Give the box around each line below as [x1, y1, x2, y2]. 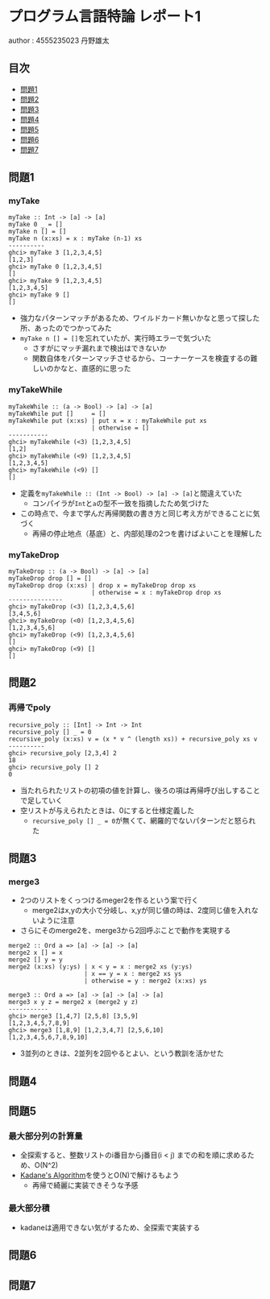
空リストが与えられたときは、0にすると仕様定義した [19, 805, 195, 815]
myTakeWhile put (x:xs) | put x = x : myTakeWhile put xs [8, 417, 207, 425]
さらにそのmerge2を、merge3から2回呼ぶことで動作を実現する [19, 926, 231, 936]
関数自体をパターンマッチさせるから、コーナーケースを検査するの [31, 354, 251, 363]
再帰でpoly [8, 702, 51, 713]
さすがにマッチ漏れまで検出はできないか [31, 343, 167, 353]
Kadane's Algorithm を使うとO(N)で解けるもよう [19, 1170, 180, 1181]
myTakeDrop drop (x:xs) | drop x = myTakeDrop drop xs [8, 582, 197, 590]
